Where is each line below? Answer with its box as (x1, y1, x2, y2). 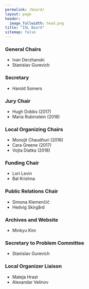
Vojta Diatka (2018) (12, 147, 51, 154)
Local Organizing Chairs (5, 126, 63, 133)
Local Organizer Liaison (5, 263, 62, 270)
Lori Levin (12, 171, 33, 176)
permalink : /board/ (5, 7, 45, 12)
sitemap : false (5, 30, 36, 35)
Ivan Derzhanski (12, 57, 45, 63)
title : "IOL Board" (5, 25, 45, 30)
